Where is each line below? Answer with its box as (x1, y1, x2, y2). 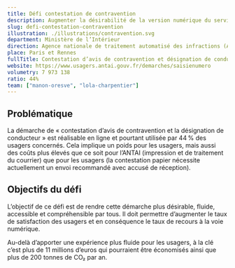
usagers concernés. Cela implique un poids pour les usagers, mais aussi (7, 141, 216, 150)
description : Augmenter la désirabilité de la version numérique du (7, 17, 211, 24)
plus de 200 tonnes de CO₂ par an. (7, 253, 108, 261)
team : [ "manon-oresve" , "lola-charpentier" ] (7, 82, 139, 89)
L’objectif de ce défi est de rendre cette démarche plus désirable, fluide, (7, 202, 215, 211)
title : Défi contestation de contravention (7, 10, 136, 17)
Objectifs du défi (7, 183, 82, 196)
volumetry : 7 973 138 (7, 69, 71, 76)
